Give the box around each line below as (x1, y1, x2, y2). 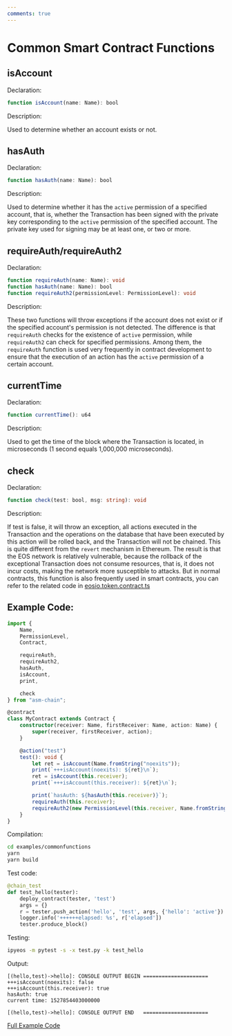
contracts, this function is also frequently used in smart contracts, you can (7, 574, 219, 582)
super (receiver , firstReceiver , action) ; (32, 729, 153, 735)
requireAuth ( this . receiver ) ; (32, 798, 116, 805)
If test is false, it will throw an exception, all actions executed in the (7, 523, 197, 530)
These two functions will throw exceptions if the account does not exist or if (7, 316, 223, 324)
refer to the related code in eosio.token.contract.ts (7, 582, 151, 589)
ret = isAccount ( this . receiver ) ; (32, 773, 128, 780)
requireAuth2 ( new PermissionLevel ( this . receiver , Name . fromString (32, 805, 227, 812)
